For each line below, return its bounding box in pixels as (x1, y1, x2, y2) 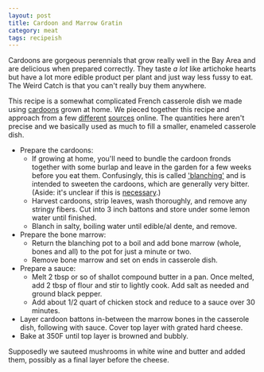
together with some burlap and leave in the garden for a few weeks (31, 162, 252, 172)
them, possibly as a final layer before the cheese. (8, 355, 169, 365)
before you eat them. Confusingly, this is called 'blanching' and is (31, 171, 247, 180)
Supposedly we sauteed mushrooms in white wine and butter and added (8, 347, 246, 356)
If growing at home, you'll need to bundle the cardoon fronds (31, 154, 231, 164)
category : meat (8, 26, 59, 34)
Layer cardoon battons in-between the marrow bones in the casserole (19, 315, 250, 324)
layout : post (8, 11, 52, 20)
